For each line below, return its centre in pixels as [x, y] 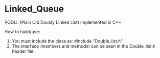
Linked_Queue [34, 9]
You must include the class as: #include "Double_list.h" [67, 41]
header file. [23, 51]
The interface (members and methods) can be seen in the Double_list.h [83, 46]
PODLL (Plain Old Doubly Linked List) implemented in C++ [63, 22]
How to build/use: [22, 31]
